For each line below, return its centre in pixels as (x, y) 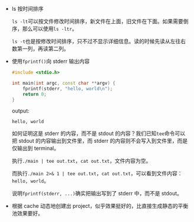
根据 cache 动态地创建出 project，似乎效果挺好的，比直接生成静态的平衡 (100, 206)
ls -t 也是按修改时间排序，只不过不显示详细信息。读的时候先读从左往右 (99, 41)
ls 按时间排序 (28, 9)
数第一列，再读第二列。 (40, 49)
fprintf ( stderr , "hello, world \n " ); (68, 89)
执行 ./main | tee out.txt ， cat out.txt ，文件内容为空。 (81, 161)
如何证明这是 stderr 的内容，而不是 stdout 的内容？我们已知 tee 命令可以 (98, 133)
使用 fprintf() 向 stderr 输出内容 (51, 61)
